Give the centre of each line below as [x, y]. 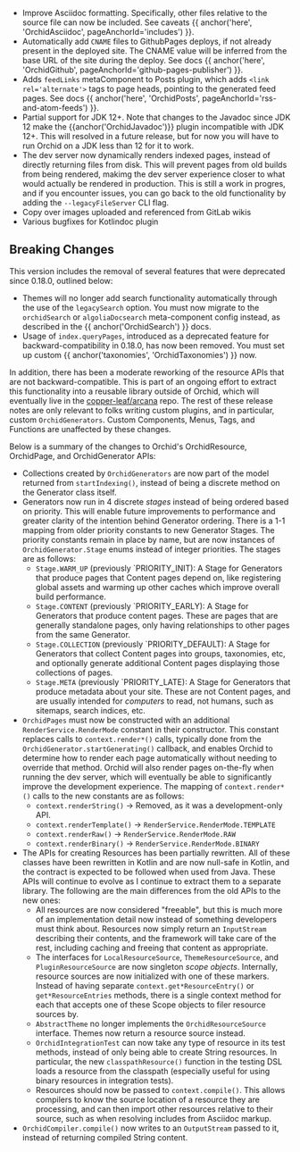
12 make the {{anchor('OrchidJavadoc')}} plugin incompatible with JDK [153, 127]
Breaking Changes [62, 250]
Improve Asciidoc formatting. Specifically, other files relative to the [145, 13]
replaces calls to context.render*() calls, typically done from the [142, 739]
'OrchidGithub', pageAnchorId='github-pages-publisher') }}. [133, 70]
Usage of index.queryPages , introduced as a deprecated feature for [146, 336]
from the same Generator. [83, 634]
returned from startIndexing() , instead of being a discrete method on [151, 482]
